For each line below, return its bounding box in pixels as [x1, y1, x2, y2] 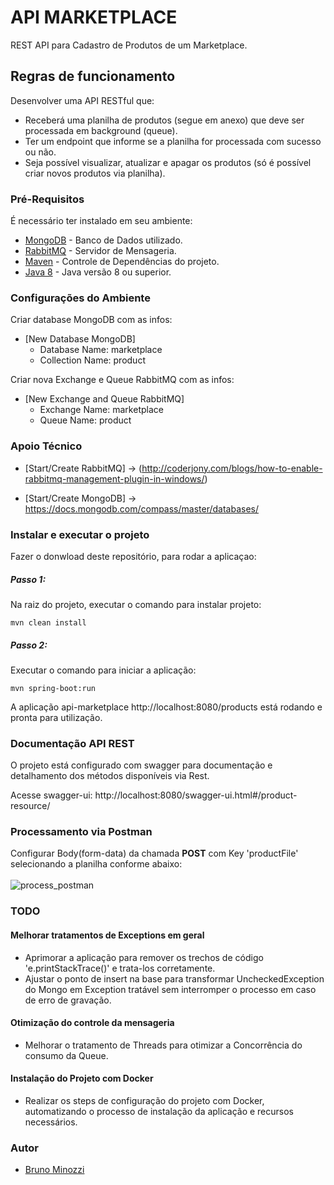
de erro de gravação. [24, 994, 112, 1006]
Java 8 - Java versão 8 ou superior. [24, 266, 172, 278]
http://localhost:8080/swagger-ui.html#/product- [94, 789, 298, 801]
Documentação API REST [10, 736, 135, 750]
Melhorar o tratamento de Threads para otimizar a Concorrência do [24, 1039, 303, 1051]
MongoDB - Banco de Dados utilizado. [24, 234, 183, 246]
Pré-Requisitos [10, 192, 85, 206]
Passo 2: [10, 639, 48, 651]
